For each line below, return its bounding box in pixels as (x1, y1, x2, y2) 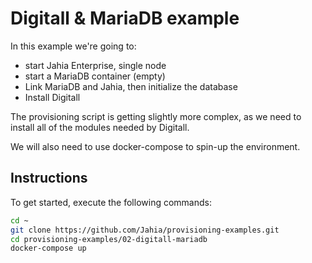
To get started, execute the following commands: (10, 196, 212, 208)
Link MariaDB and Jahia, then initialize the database (24, 80, 238, 92)
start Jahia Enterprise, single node (24, 59, 167, 71)
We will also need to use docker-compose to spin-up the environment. (10, 140, 301, 152)
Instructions (10, 170, 88, 187)
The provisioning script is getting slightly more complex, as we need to (10, 110, 302, 122)
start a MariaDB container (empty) (24, 70, 166, 82)
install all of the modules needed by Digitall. (10, 121, 190, 133)
